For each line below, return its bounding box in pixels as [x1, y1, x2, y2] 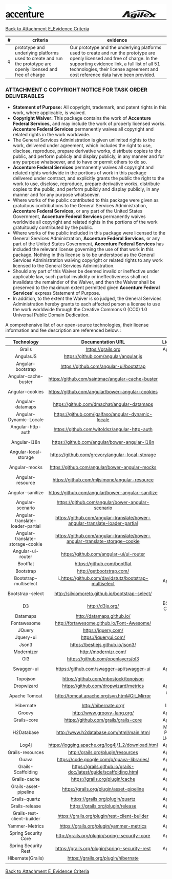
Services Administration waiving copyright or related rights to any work [12, 257, 163, 263]
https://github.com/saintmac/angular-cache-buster [48, 376, 158, 382]
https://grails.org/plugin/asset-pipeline [62, 786, 144, 792]
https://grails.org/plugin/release [70, 803, 137, 809]
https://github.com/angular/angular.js [63, 353, 142, 360]
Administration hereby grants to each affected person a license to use [12, 301, 160, 307]
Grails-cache [12, 776, 40, 782]
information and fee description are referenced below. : [5, 327, 122, 333]
